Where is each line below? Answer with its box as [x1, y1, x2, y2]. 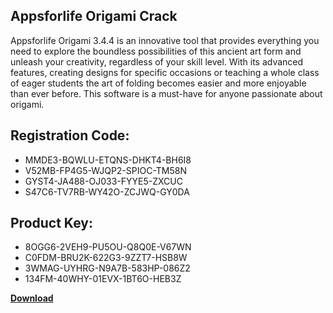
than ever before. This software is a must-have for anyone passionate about [10, 87, 323, 99]
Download [10, 292, 54, 304]
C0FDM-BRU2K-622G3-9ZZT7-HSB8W [24, 252, 188, 264]
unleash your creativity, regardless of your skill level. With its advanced [10, 55, 304, 68]
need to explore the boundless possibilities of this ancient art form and [10, 45, 302, 57]
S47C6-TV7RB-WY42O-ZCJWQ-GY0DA [24, 185, 190, 198]
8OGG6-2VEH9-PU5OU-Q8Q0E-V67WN [24, 241, 192, 253]
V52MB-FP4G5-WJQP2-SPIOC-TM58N [24, 164, 188, 176]
